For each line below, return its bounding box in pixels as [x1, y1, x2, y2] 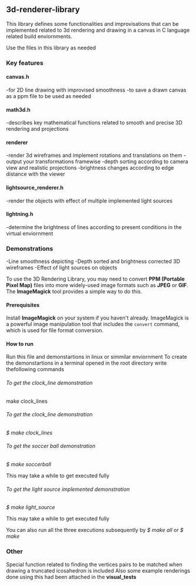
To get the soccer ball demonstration [6, 443, 96, 450]
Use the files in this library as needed [6, 44, 96, 51]
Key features [6, 59, 44, 67]
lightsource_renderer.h [6, 184, 63, 191]
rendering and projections [6, 126, 69, 133]
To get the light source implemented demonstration [6, 486, 130, 493]
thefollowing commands [6, 366, 65, 373]
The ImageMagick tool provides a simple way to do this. [6, 288, 143, 295]
